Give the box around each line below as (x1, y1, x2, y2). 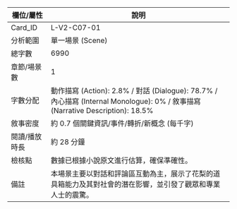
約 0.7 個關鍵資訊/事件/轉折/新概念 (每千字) (50, 119, 194, 128)
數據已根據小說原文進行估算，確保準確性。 (50, 155, 193, 165)
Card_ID (11, 23, 37, 32)
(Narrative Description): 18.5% (50, 106, 154, 115)
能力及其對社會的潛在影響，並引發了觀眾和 (64, 179, 207, 189)
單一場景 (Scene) (50, 35, 108, 45)
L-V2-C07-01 (50, 23, 101, 32)
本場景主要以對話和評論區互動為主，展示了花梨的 (50, 169, 214, 179)
